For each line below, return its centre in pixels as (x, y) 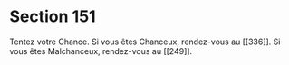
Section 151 (53, 17)
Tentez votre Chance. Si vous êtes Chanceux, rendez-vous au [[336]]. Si (145, 42)
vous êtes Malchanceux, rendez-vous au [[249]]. (101, 51)
